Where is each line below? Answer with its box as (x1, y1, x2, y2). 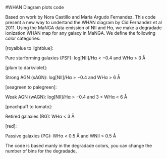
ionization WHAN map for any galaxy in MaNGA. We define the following (5, 30, 155, 36)
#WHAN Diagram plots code (5, 5, 64, 10)
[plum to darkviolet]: (5, 65, 47, 70)
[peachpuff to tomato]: (5, 104, 52, 110)
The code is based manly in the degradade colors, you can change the (5, 143, 152, 148)
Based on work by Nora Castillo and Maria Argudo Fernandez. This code (5, 14, 156, 20)
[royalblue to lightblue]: (5, 45, 54, 51)
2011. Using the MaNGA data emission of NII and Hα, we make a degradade (5, 25, 162, 31)
